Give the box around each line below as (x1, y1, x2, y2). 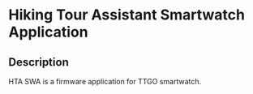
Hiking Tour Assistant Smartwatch (8, 6, 246, 24)
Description (8, 55, 69, 69)
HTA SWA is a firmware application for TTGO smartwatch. (8, 77, 202, 86)
